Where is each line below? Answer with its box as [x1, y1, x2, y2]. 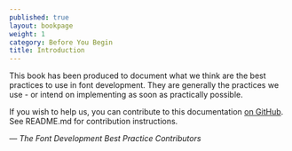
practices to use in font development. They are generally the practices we [9, 80, 280, 91]
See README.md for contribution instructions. [9, 116, 178, 127]
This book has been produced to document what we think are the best [9, 70, 266, 81]
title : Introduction [9, 46, 86, 55]
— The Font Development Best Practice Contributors [9, 133, 201, 144]
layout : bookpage [9, 21, 74, 30]
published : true [9, 12, 69, 22]
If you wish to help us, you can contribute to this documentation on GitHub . [9, 107, 284, 117]
